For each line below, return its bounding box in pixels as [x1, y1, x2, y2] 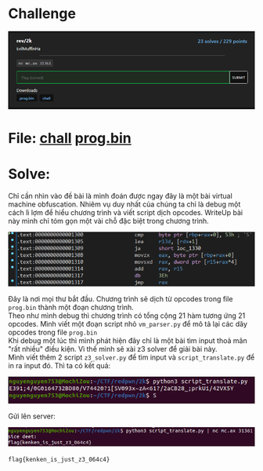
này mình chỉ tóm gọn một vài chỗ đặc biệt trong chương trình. [8, 216, 209, 225]
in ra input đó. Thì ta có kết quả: [8, 360, 111, 370]
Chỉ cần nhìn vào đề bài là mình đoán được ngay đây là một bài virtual [8, 191, 232, 200]
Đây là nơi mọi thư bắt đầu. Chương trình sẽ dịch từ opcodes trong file [8, 294, 233, 303]
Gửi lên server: [8, 411, 56, 421]
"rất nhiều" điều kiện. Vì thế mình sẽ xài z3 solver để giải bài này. [8, 344, 218, 353]
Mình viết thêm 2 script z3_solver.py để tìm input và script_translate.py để [8, 352, 255, 362]
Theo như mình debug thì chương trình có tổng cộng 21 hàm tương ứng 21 [8, 311, 246, 320]
